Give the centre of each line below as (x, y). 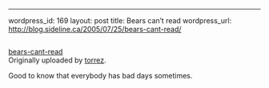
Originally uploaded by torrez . (57, 60)
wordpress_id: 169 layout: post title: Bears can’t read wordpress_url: (120, 20)
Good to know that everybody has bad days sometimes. (100, 76)
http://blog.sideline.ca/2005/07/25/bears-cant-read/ (95, 29)
